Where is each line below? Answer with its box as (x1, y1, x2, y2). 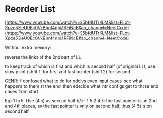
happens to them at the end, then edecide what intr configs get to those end (5, 83, 159, 89)
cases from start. (5, 88, 40, 94)
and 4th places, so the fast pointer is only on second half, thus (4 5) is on (5, 103, 152, 109)
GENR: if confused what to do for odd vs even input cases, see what (5, 78, 143, 84)
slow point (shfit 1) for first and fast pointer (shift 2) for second (5, 68, 131, 74)
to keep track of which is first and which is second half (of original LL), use (5, 63, 155, 69)
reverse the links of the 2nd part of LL (5, 54, 81, 59)
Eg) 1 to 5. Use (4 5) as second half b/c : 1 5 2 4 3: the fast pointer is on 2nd (5, 98, 157, 103)
